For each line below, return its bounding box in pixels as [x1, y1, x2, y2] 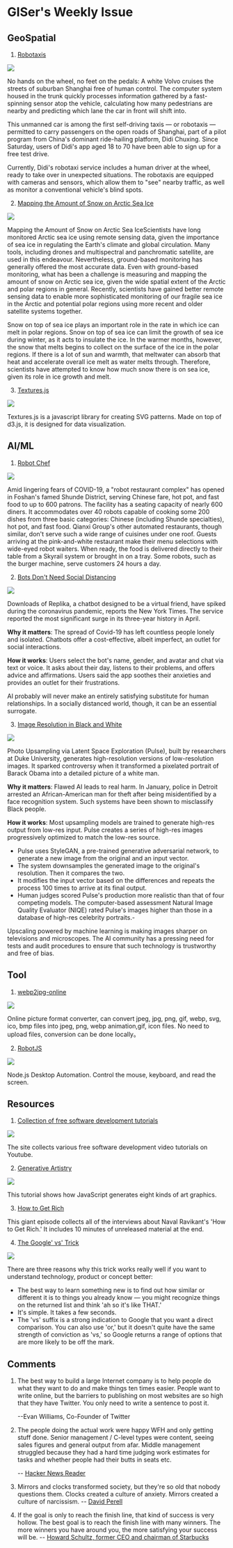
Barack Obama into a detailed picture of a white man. [7, 768, 160, 777]
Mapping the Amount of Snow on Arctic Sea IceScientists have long [7, 226, 201, 234]
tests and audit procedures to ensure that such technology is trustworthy [7, 941, 217, 950]
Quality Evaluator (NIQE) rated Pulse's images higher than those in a [17, 906, 213, 914]
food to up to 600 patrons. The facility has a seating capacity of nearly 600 [7, 500, 223, 508]
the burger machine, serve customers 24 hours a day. [7, 559, 161, 568]
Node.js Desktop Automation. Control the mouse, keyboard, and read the [7, 1070, 216, 1079]
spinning [7, 99, 33, 107]
